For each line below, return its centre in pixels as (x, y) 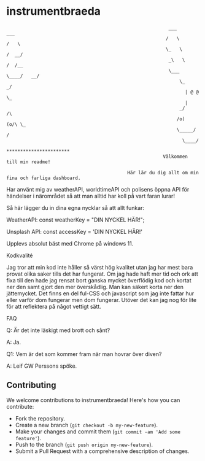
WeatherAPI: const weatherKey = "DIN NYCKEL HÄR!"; (75, 220)
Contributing (31, 385)
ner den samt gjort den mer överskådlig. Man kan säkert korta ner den (95, 287)
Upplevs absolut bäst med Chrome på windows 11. (70, 243)
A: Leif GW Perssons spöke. (42, 366)
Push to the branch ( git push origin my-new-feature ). (84, 444)
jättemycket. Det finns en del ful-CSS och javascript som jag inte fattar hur (100, 293)
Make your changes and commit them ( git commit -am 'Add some (98, 432)
